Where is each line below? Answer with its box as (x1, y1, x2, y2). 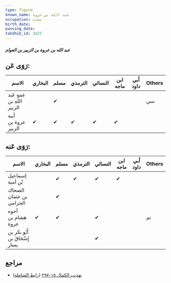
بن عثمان (8, 193, 28, 200)
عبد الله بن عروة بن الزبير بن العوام (5, 47, 70, 53)
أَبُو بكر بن (8, 229, 29, 236)
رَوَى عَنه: (5, 142, 31, 151)
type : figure (5, 7, 33, 13)
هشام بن (8, 214, 27, 221)
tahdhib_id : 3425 (5, 31, 42, 36)
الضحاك (8, 187, 24, 194)
